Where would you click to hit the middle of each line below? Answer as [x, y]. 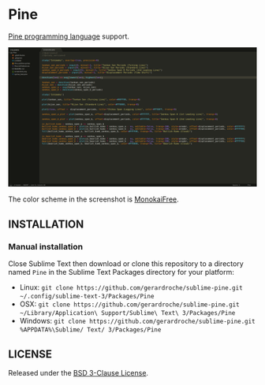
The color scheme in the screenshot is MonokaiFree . [93, 199]
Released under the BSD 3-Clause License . [78, 372]
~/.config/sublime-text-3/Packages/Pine [87, 297]
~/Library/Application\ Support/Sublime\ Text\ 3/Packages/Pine [127, 313]
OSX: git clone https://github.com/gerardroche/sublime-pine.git [129, 304]
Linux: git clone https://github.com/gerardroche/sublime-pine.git [131, 287]
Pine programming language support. [69, 36]
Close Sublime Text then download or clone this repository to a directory [126, 264]
